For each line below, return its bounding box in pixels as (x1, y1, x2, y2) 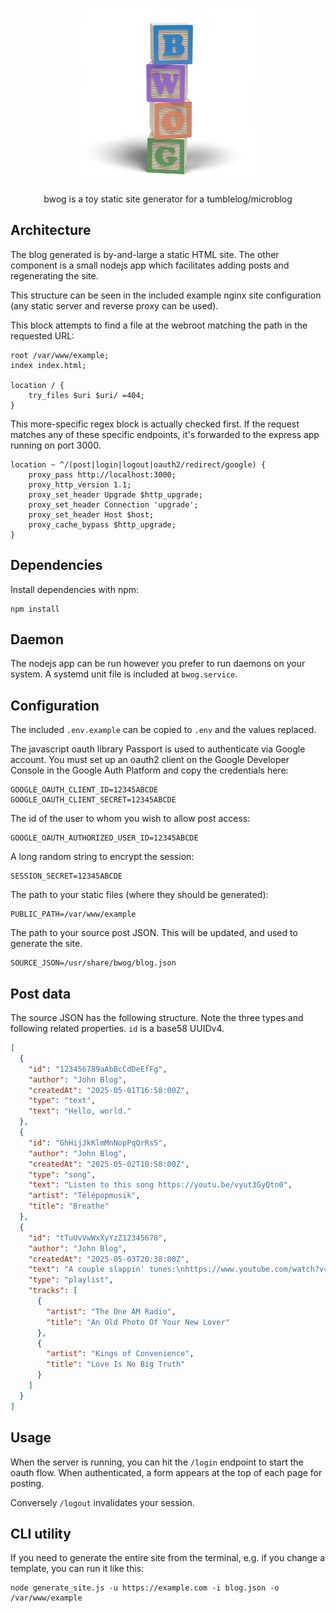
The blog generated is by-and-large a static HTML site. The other (10, 248, 280, 260)
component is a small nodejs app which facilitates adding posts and (10, 259, 290, 271)
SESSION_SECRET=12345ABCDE (10, 871, 123, 882)
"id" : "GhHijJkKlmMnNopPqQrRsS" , (28, 1138, 168, 1148)
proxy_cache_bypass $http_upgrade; (28, 519, 177, 530)
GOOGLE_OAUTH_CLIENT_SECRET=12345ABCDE (10, 795, 177, 805)
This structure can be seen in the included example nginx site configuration (10, 289, 322, 301)
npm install (10, 604, 60, 614)
